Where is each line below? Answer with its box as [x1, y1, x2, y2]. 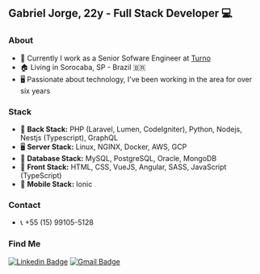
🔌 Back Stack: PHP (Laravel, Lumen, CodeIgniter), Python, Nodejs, [19, 124, 242, 134]
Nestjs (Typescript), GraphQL [19, 132, 119, 143]
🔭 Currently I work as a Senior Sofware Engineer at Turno [19, 53, 212, 63]
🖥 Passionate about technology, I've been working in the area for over [19, 74, 253, 84]
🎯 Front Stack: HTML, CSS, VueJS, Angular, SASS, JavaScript [19, 162, 227, 172]
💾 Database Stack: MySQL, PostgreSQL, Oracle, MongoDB [19, 153, 217, 163]
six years [19, 85, 51, 95]
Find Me [8, 239, 41, 250]
